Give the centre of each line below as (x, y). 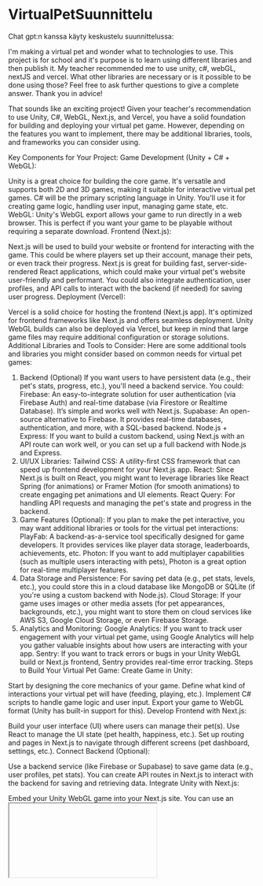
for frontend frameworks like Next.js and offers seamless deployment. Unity (131, 320)
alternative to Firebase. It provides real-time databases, (133, 419)
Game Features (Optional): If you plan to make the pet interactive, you (132, 519)
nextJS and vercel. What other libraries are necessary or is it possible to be (130, 76)
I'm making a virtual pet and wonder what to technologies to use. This (121, 51)
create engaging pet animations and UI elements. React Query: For (127, 495)
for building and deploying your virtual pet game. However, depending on (126, 125)
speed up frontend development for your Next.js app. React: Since (127, 469)
